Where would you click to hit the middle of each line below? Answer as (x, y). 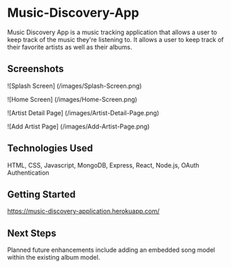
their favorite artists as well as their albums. (70, 47)
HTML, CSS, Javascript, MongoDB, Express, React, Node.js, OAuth (103, 165)
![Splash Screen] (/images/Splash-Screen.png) (75, 86)
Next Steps (32, 233)
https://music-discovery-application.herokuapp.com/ (83, 211)
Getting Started (42, 194)
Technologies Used (50, 148)
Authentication (28, 172)
